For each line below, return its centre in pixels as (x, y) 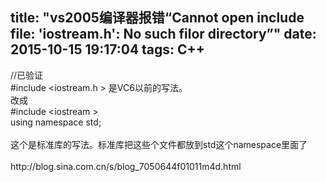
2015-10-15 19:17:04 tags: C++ (108, 49)
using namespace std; (56, 122)
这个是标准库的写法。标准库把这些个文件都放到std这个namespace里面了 (159, 144)
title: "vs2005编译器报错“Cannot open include (157, 18)
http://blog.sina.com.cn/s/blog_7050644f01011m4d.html (126, 166)
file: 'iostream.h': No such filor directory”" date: (163, 34)
